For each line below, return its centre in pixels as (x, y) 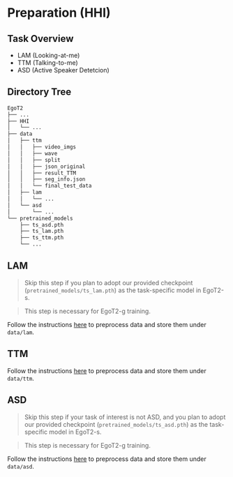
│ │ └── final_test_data (50, 186)
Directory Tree (39, 92)
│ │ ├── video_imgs (42, 147)
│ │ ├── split (34, 160)
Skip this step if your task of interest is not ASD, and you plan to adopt (125, 417)
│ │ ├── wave (32, 153)
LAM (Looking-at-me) (48, 55)
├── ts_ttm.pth (42, 238)
